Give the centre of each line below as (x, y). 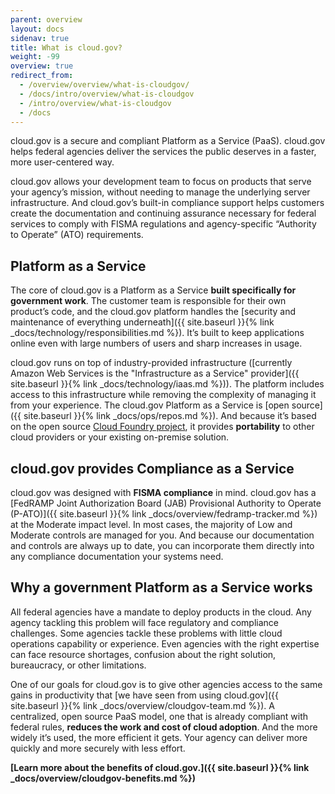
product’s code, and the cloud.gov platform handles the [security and (153, 312)
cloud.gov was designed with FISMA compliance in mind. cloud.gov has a (163, 492)
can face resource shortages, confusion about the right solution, (143, 654)
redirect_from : (42, 76)
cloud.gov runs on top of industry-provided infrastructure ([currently (151, 363)
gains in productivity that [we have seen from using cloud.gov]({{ (145, 695)
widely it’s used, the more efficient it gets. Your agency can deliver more (159, 737)
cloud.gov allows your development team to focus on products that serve (161, 182)
